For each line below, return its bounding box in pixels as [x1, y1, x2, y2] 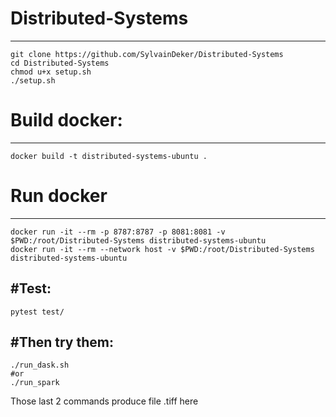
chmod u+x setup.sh [10, 67, 92, 77]
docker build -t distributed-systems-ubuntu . [10, 151, 208, 161]
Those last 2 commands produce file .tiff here [10, 395, 199, 407]
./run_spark [10, 378, 60, 388]
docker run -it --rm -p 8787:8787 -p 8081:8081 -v [10, 227, 226, 237]
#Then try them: [10, 334, 114, 351]
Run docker [10, 185, 108, 207]
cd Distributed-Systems [10, 58, 110, 68]
